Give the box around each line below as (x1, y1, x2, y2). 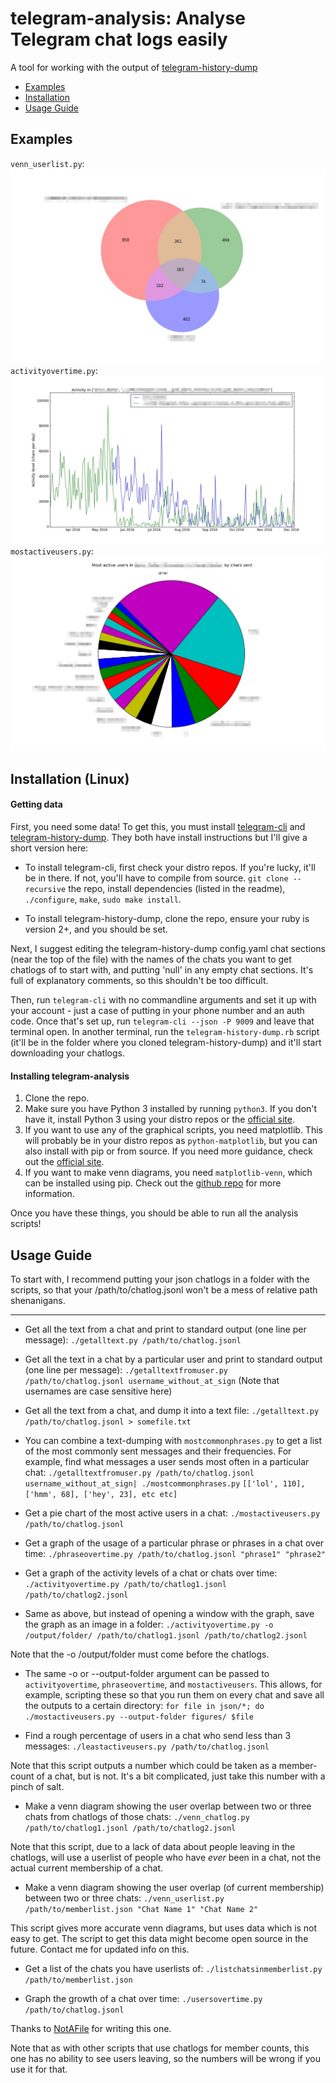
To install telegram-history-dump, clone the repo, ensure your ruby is (24, 912, 310, 924)
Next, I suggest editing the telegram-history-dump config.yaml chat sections (10, 942, 326, 954)
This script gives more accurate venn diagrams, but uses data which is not (10, 1922, 318, 1934)
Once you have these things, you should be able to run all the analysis (10, 1207, 299, 1219)
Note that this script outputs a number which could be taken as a (10, 1760, 277, 1771)
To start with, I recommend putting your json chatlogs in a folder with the (10, 1273, 310, 1285)
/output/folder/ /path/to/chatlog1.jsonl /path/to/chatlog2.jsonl (24, 1631, 308, 1641)
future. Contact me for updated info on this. (10, 1943, 190, 1955)
